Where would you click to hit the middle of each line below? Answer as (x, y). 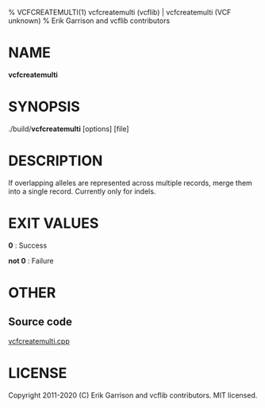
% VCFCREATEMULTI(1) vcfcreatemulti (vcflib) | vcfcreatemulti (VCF (120, 12)
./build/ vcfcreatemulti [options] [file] (69, 129)
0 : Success (28, 245)
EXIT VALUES (54, 223)
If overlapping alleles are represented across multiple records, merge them (130, 183)
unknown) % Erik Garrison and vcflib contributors (89, 21)
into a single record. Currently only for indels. (82, 191)
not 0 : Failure (31, 260)
